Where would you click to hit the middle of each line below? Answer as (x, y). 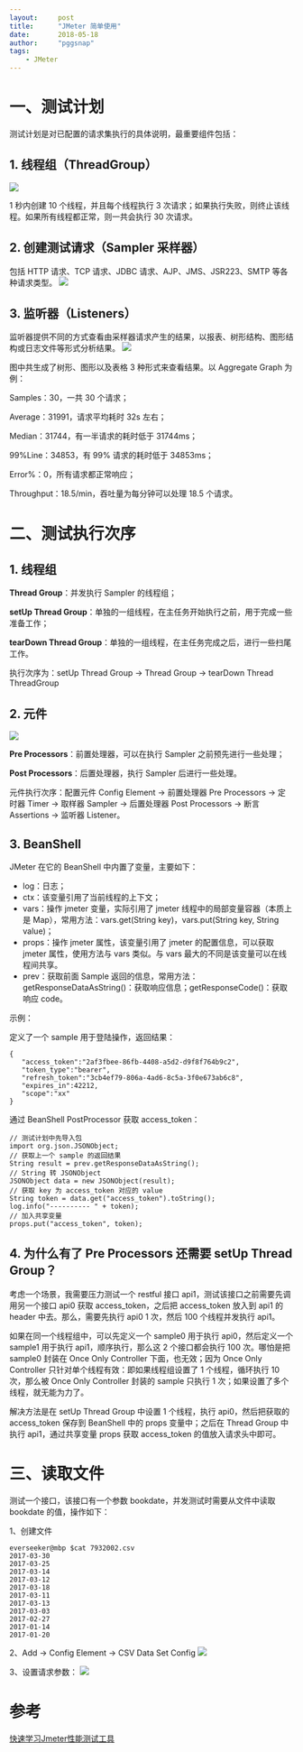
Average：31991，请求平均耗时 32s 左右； (88, 417)
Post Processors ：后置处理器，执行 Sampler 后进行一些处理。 (125, 773)
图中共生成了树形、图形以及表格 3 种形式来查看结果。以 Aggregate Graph (146, 367)
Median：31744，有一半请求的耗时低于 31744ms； (104, 436)
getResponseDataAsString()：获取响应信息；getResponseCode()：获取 (155, 987)
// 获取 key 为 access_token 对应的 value (86, 1191)
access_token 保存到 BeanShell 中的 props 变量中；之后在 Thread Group (144, 1423)
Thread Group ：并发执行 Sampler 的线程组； (93, 593)
